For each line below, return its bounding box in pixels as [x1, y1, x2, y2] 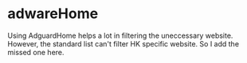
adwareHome [7, 5, 99, 23]
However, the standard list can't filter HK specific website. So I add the [7, 39, 240, 48]
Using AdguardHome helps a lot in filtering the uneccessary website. [7, 31, 233, 40]
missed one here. [7, 47, 65, 57]
